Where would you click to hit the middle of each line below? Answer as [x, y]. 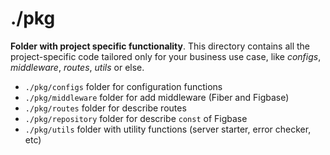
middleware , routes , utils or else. [77, 67]
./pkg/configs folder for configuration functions [123, 86]
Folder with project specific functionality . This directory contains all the [160, 46]
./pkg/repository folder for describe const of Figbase [136, 118]
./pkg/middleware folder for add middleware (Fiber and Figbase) [157, 97]
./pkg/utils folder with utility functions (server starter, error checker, [168, 129]
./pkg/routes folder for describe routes [105, 108]
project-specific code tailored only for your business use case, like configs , [166, 56]
